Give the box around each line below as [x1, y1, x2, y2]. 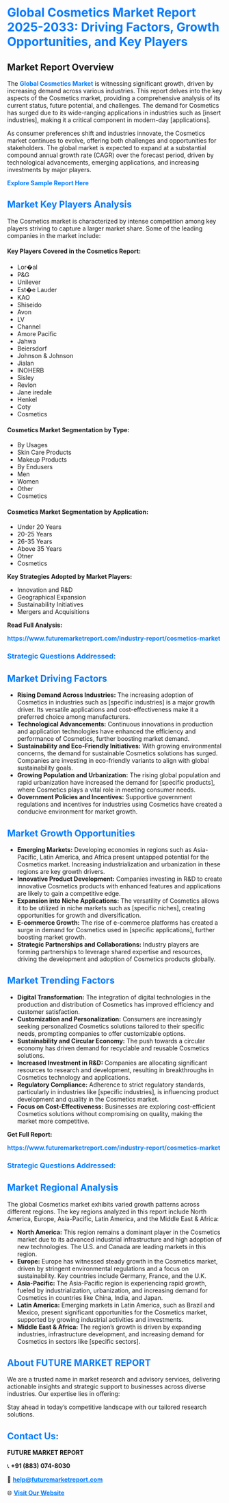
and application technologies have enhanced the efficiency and [16, 727, 196, 735]
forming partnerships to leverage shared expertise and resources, [16, 947, 203, 956]
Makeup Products [16, 455, 67, 464]
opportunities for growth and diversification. [16, 911, 142, 919]
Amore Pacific [16, 330, 57, 338]
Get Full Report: [7, 1130, 53, 1138]
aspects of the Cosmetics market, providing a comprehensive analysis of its [7, 94, 221, 102]
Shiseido [16, 300, 42, 309]
